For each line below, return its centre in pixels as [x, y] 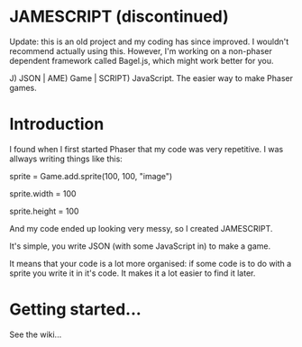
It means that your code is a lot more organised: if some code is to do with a [151, 263]
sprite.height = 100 [44, 211]
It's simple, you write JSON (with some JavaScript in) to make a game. [140, 246]
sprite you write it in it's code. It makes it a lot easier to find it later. [133, 273]
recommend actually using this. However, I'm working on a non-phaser [141, 50]
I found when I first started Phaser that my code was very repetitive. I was [146, 149]
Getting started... [75, 310]
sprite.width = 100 [43, 193]
